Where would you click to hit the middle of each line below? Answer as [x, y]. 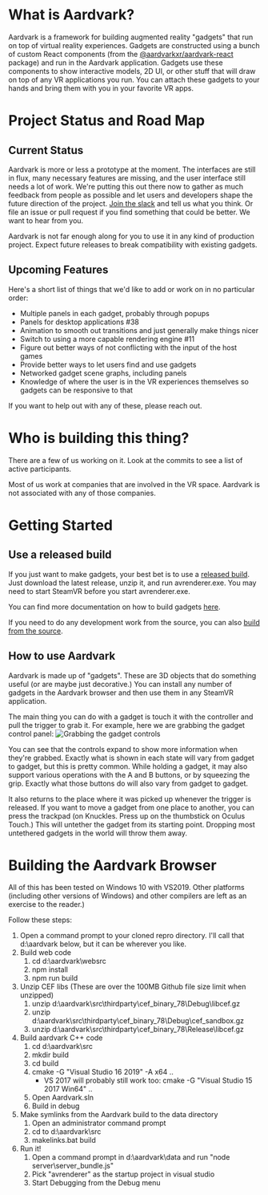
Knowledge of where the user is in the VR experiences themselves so [134, 381]
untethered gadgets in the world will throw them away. [98, 833]
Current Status [46, 150]
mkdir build [50, 1055]
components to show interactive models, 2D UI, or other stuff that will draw [132, 71]
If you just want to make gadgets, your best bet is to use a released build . [129, 574]
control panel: [31, 734]
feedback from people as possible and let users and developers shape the [131, 195]
